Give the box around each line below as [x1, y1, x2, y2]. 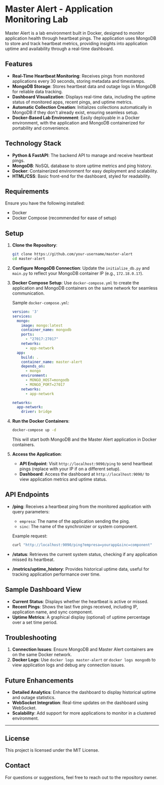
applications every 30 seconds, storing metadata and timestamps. [12, 78, 145, 84]
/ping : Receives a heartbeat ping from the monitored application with [12, 504, 151, 509]
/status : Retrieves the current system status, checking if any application [12, 551, 158, 557]
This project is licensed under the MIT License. [5, 747, 100, 753]
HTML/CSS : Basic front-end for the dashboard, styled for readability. [12, 173, 151, 179]
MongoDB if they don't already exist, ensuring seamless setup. [12, 109, 139, 115]
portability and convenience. [12, 125, 70, 131]
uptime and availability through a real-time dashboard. [5, 46, 114, 51]
